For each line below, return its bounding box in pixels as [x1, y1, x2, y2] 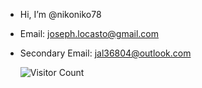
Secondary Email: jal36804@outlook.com [19, 47, 192, 59]
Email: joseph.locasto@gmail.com [19, 28, 160, 39]
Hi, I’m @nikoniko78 [19, 9, 102, 20]
